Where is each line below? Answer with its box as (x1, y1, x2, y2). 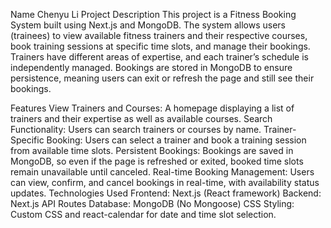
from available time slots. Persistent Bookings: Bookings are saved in (10, 145, 294, 156)
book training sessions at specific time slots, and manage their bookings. (10, 40, 311, 52)
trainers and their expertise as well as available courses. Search (10, 113, 273, 124)
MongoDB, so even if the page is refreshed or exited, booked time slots (10, 155, 304, 167)
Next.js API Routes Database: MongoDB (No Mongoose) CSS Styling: (10, 198, 295, 209)
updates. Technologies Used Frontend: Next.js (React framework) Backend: (10, 187, 322, 199)
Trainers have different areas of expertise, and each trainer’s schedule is (10, 51, 309, 63)
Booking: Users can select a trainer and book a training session (46, 134, 307, 146)
